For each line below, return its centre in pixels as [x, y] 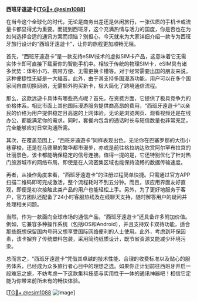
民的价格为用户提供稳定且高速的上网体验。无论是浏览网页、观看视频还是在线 [98, 113]
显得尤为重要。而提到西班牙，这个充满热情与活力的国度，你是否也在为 [106, 29]
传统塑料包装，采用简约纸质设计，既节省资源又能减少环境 [111, 239]
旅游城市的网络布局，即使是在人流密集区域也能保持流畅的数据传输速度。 [98, 162]
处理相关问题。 [24, 204]
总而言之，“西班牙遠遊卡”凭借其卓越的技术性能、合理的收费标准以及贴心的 [96, 259]
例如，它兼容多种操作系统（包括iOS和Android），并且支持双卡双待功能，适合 [98, 224]
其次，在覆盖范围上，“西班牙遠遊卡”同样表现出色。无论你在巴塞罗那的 [91, 140]
